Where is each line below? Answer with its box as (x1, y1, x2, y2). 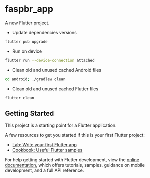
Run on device (12, 48, 42, 54)
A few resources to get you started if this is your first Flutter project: (5, 132, 145, 138)
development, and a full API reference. (5, 167, 84, 173)
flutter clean (5, 95, 35, 100)
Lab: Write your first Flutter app (12, 142, 77, 148)
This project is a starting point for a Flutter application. (5, 122, 117, 128)
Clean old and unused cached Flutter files (12, 86, 99, 92)
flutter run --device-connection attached (5, 58, 95, 63)
